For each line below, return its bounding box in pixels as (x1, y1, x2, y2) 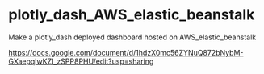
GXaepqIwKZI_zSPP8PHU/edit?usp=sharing (8, 56, 154, 66)
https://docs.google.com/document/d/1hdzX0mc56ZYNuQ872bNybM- (8, 47, 244, 57)
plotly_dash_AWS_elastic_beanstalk (8, 6, 255, 24)
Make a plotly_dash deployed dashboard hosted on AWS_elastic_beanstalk (8, 32, 257, 42)
